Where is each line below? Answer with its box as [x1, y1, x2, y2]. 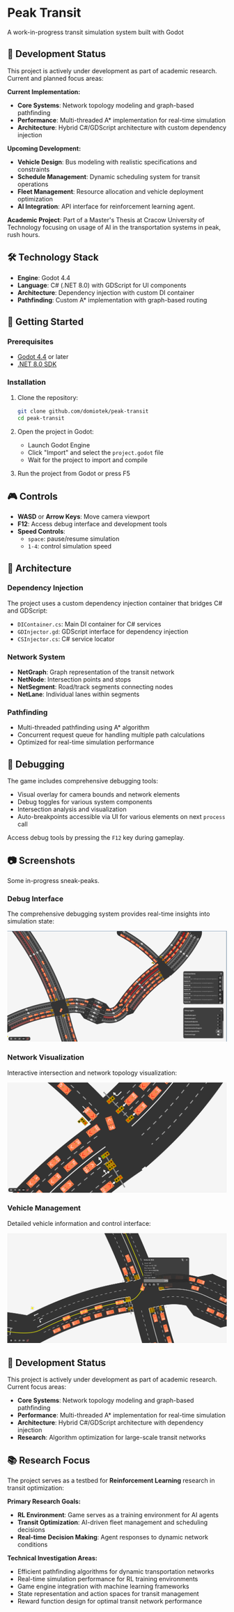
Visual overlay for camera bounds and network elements [17, 790, 180, 799]
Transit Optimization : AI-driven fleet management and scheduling [17, 1518, 208, 1526]
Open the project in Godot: [17, 427, 94, 436]
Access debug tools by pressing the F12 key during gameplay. [7, 834, 185, 842]
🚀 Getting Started [7, 316, 84, 328]
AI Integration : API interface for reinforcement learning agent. [17, 202, 195, 210]
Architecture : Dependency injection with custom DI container [17, 288, 195, 297]
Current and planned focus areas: [7, 74, 104, 82]
